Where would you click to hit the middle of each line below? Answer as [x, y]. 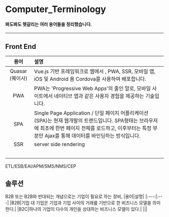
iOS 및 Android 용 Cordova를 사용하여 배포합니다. [90, 79]
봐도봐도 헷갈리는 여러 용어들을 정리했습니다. [49, 24]
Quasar [18, 71]
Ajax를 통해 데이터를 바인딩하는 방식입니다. [93, 136]
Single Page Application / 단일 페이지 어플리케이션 [91, 113]
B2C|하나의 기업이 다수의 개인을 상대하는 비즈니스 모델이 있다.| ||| [83, 209]
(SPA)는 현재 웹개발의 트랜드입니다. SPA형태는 [86, 121]
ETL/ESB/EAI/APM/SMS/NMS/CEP [41, 166]
